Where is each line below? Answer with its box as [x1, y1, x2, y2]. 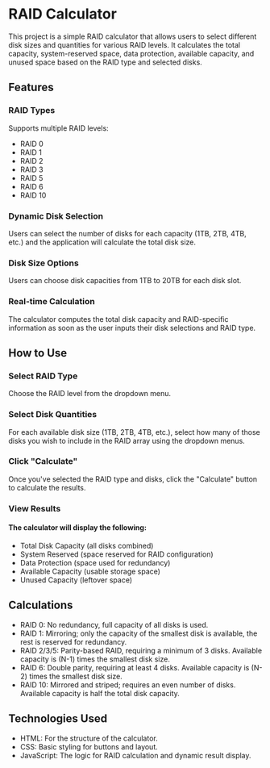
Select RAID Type [8, 370, 78, 382]
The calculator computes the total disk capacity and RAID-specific [8, 314, 229, 323]
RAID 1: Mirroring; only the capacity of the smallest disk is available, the [19, 628, 258, 638]
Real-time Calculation [8, 296, 95, 307]
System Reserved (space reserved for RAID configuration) [19, 549, 214, 559]
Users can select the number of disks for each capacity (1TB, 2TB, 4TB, [8, 228, 247, 238]
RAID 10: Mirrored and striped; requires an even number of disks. [19, 679, 236, 690]
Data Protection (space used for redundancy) [19, 557, 171, 567]
